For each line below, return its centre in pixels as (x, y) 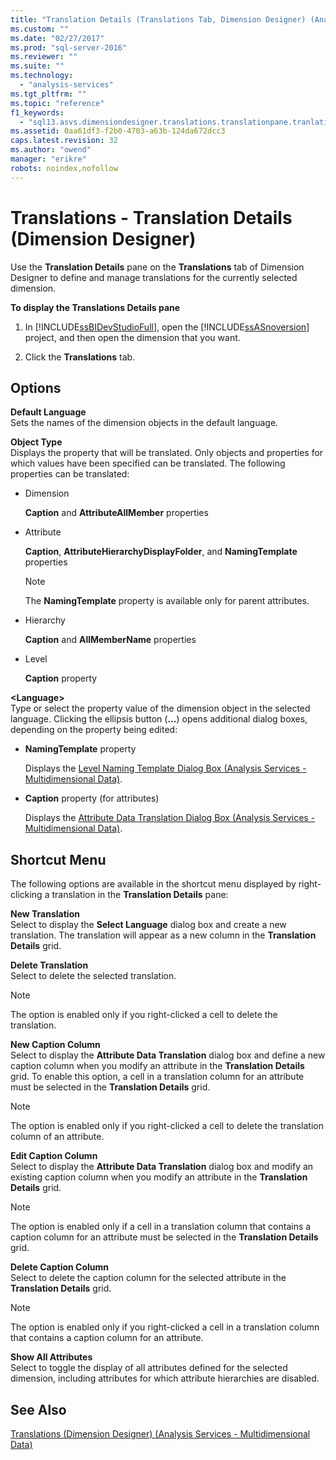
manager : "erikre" (48, 159)
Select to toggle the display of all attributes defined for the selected (149, 1368)
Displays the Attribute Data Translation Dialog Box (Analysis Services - (170, 818)
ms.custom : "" (40, 29)
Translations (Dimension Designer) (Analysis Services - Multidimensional (160, 1434)
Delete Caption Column (60, 1267)
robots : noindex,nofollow (64, 168)
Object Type (36, 442)
